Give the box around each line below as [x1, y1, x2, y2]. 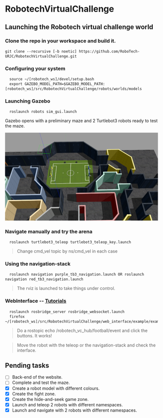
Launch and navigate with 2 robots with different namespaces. [12, 407, 137, 413]
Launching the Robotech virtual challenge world [5, 23, 154, 31]
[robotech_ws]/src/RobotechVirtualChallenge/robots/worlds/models [5, 87, 142, 91]
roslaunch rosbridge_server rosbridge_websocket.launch [9, 309, 125, 314]
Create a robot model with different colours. [12, 385, 100, 391]
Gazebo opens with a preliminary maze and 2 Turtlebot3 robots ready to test [5, 118, 158, 124]
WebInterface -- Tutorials [5, 298, 66, 305]
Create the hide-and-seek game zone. [12, 396, 89, 402]
